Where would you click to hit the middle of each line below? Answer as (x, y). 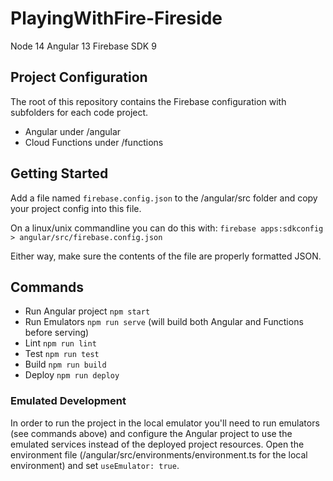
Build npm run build (65, 364)
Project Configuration (79, 77)
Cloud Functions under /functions (94, 142)
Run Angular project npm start (87, 311)
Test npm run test (62, 354)
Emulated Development (68, 401)
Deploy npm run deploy (72, 375)
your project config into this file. (76, 208)
